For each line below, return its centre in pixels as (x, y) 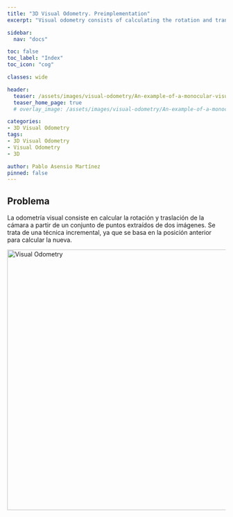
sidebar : (20, 33)
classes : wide (28, 77)
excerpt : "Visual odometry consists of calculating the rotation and (110, 20)
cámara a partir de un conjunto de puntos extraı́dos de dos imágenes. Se (112, 225)
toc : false (23, 52)
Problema (28, 201)
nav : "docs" (31, 39)
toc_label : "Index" (35, 58)
